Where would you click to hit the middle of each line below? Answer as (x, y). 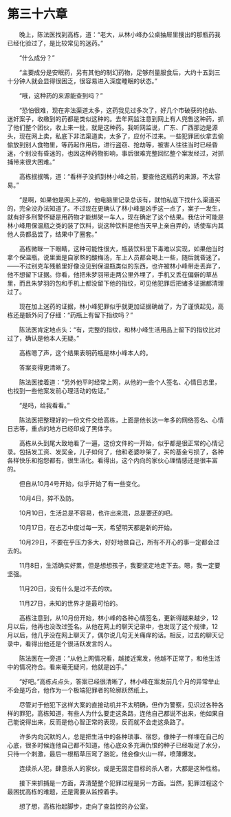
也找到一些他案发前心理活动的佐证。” (58, 390)
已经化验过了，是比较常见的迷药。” (55, 43)
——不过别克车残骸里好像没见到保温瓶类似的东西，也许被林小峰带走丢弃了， (115, 266)
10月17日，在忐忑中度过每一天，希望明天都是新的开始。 (98, 527)
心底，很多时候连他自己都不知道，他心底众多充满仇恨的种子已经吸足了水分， (115, 745)
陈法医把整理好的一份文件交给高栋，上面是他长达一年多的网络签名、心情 (121, 420)
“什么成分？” (37, 57)
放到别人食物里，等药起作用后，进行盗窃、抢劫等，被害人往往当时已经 (112, 145)
